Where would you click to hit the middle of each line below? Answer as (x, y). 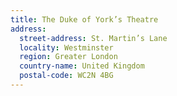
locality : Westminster (66, 47)
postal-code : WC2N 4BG (66, 76)
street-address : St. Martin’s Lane (93, 38)
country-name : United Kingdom (82, 66)
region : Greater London (68, 57)
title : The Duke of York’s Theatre (84, 19)
